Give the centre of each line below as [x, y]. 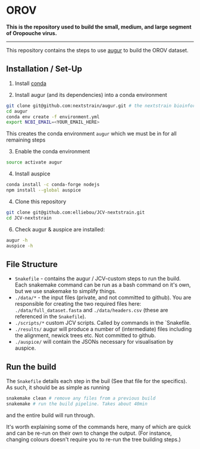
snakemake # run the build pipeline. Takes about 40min [77, 404]
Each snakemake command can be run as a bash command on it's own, [103, 285]
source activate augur [34, 162]
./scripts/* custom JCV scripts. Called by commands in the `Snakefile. [103, 323]
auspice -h [20, 246]
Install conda [30, 83]
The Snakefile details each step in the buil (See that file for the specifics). [97, 381]
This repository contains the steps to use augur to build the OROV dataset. [97, 50]
